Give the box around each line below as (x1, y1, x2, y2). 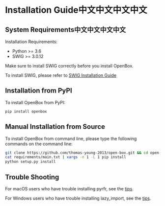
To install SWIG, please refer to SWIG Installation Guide (5, 72, 117, 78)
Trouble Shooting (5, 173, 59, 181)
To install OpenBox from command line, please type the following (5, 136, 137, 141)
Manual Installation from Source (5, 123, 106, 131)
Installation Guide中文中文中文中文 (5, 4, 147, 16)
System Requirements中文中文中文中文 (5, 25, 126, 34)
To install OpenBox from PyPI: (5, 99, 65, 105)
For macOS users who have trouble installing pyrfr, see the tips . (5, 185, 134, 191)
